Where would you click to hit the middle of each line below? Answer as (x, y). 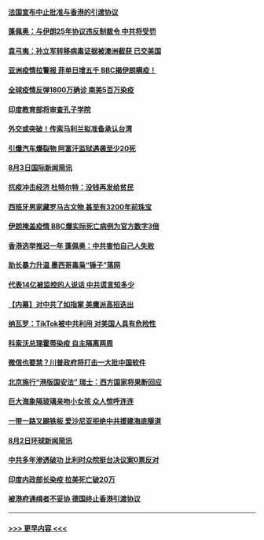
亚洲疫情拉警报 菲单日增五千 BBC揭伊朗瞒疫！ (82, 70)
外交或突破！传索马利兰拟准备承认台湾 (70, 129)
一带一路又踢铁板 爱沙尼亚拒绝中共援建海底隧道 (85, 421)
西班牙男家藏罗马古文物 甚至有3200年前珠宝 (80, 207)
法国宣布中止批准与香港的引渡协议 (63, 12)
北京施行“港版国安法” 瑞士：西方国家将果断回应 (85, 382)
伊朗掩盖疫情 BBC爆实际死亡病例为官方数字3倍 (84, 226)
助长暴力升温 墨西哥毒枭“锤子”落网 (64, 265)
